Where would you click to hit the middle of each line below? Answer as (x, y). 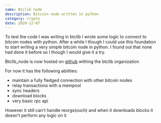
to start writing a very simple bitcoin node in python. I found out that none (79, 47)
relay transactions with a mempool (46, 86)
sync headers (26, 91)
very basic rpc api (30, 101)
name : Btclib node (24, 9)
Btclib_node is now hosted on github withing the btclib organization (72, 61)
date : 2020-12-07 (23, 23)
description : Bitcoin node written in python (52, 14)
